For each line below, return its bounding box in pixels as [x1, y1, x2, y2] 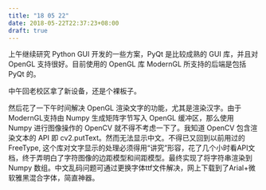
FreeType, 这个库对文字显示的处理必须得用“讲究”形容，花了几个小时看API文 [8, 143, 256, 152]
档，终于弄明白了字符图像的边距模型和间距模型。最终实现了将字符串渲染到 [8, 153, 252, 163]
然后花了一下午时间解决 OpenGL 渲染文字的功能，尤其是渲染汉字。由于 [8, 103, 241, 113]
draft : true [8, 26, 48, 34]
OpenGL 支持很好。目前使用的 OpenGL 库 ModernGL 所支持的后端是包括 [8, 59, 247, 69]
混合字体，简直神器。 [29, 173, 100, 183]
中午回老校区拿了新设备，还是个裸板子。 [8, 86, 141, 96]
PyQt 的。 [8, 69, 41, 79]
